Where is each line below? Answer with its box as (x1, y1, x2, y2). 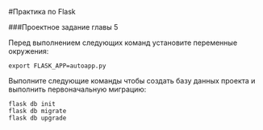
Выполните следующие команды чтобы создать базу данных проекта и (8, 76, 256, 85)
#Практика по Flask (8, 7, 76, 16)
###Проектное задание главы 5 (8, 22, 119, 31)
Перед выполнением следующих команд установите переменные (8, 38, 238, 47)
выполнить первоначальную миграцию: (8, 84, 147, 94)
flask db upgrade (8, 114, 67, 122)
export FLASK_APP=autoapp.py (8, 62, 106, 70)
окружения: (8, 47, 49, 55)
